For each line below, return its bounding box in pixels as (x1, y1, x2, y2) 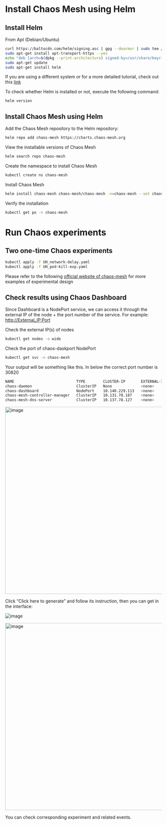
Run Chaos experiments (5, 227, 106, 238)
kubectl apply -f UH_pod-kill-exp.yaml (5, 265, 88, 270)
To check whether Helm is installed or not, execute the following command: (5, 89, 160, 95)
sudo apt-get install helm (5, 65, 61, 70)
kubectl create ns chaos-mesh (5, 172, 68, 178)
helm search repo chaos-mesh (5, 154, 66, 159)
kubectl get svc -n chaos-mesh (5, 355, 70, 360)
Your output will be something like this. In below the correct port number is (5, 364, 158, 370)
